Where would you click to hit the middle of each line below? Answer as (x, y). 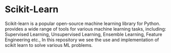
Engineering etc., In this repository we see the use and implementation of (82, 40)
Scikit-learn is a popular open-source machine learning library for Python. (83, 23)
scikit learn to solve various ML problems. (49, 45)
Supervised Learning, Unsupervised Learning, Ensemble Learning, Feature (83, 34)
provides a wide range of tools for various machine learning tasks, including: (85, 29)
